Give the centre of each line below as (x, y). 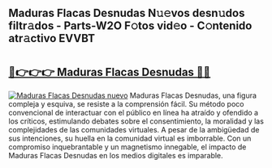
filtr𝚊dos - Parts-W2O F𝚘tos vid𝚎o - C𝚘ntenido (130, 26)
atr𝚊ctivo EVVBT (52, 38)
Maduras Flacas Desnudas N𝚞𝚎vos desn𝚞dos (127, 13)
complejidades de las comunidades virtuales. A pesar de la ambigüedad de (134, 130)
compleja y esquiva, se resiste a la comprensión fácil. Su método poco (126, 104)
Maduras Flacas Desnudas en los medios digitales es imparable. (116, 155)
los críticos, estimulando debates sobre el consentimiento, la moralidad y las (136, 121)
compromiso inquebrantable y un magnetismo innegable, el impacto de (127, 147)
